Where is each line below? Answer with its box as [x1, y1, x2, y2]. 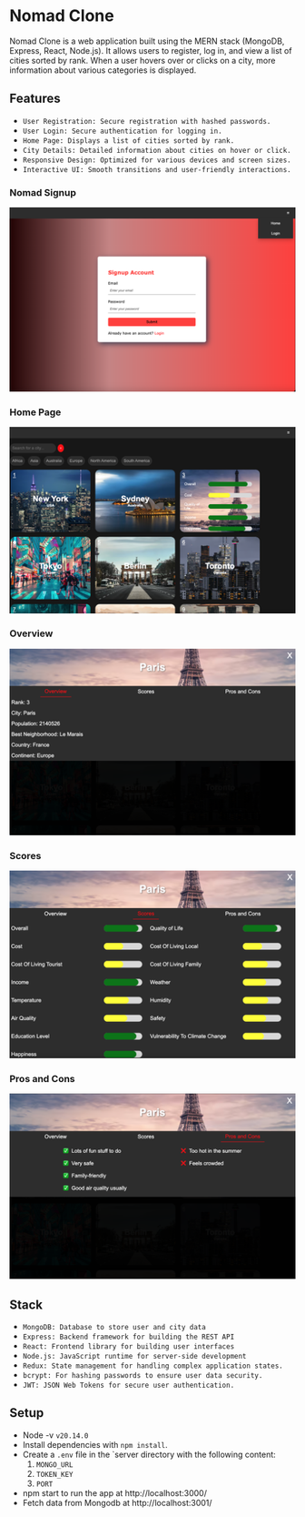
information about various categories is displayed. [9, 65, 197, 76]
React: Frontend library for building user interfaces [22, 1342, 235, 1351]
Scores [9, 849, 42, 862]
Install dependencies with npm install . [22, 1439, 168, 1450]
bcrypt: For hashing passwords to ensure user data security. [22, 1371, 263, 1380]
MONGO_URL [35, 1460, 74, 1470]
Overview [9, 627, 54, 640]
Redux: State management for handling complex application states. [22, 1361, 283, 1370]
